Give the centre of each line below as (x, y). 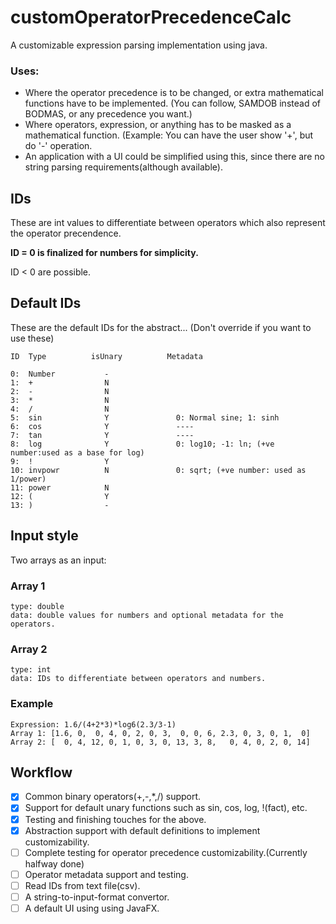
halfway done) (54, 863)
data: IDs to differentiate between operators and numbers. (138, 679)
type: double (37, 606)
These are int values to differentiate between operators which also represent (168, 223)
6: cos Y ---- (102, 426)
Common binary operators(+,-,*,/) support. (113, 797)
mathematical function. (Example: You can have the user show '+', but (169, 135)
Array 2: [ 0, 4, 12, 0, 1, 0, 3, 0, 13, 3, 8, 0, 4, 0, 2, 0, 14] (160, 742)
